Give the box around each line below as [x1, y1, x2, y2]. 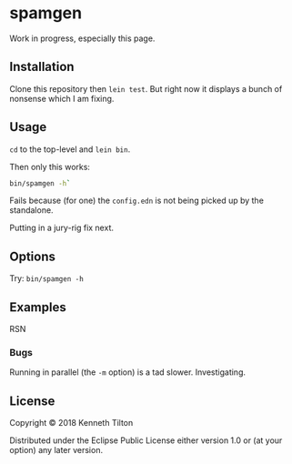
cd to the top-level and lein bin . [9, 144, 131, 155]
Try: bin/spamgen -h [9, 273, 84, 284]
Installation [9, 59, 75, 75]
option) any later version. [9, 445, 103, 456]
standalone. [9, 205, 54, 216]
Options [9, 248, 56, 264]
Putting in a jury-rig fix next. [9, 222, 114, 234]
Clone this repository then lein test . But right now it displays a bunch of [9, 83, 283, 94]
